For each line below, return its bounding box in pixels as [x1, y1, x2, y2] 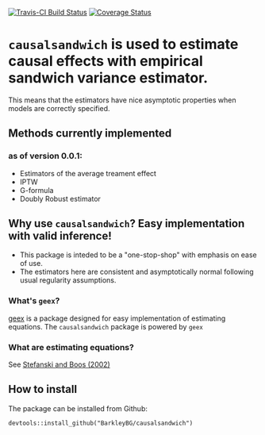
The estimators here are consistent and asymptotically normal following [19, 267, 254, 277]
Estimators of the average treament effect [19, 168, 157, 178]
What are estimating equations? [8, 341, 135, 352]
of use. [19, 259, 44, 268]
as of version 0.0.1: [8, 151, 83, 162]
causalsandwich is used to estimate [8, 36, 239, 53]
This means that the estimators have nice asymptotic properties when [8, 95, 236, 105]
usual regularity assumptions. [19, 275, 117, 285]
